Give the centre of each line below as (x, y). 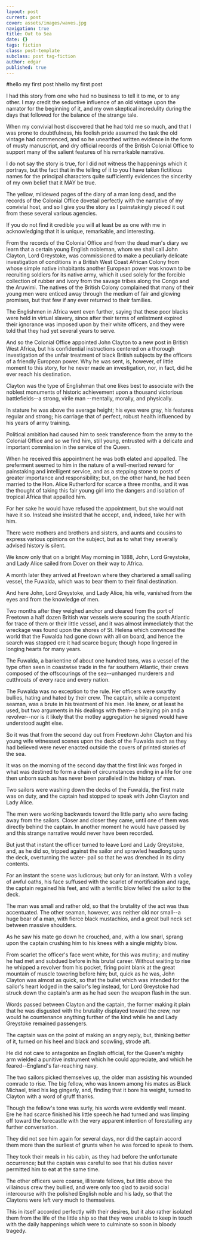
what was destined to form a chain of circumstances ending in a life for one (99, 772)
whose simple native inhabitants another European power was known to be (99, 268)
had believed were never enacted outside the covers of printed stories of (96, 747)
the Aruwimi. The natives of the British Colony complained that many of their (100, 287)
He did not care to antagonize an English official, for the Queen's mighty (95, 1053)
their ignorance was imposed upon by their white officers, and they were (96, 324)
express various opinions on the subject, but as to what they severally (92, 539)
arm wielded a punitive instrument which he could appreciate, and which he (99, 1059)
